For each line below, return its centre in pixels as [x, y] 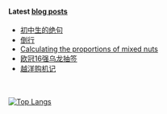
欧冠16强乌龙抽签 [49, 59]
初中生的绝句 [41, 30]
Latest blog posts [38, 11]
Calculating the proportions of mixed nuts [89, 49]
